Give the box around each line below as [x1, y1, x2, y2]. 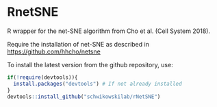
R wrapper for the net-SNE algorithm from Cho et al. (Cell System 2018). [7, 27, 211, 35]
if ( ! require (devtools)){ [7, 73, 78, 81]
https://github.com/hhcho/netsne [7, 47, 101, 56]
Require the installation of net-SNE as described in [7, 40, 149, 48]
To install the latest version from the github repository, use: [7, 60, 173, 69]
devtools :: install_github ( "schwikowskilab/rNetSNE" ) [7, 93, 161, 100]
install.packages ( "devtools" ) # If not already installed [13, 80, 183, 87]
